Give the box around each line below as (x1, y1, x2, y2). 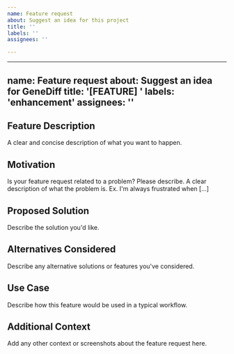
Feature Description (7, 120, 95, 132)
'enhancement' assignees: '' (7, 96, 134, 108)
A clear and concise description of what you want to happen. (7, 139, 182, 147)
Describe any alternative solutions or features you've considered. (7, 262, 195, 270)
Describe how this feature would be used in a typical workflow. (7, 300, 188, 309)
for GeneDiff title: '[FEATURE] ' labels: (7, 85, 175, 98)
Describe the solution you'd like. (7, 223, 100, 231)
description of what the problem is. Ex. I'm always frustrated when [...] (7, 185, 209, 193)
